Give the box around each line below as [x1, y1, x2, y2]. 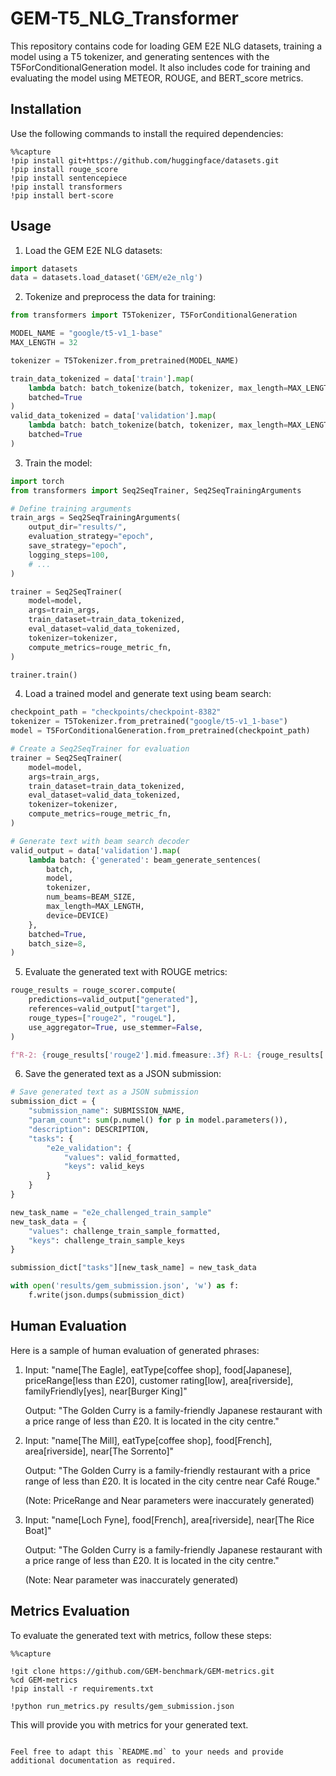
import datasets [10, 263, 78, 274]
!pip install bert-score [10, 190, 114, 201]
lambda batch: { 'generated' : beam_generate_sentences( [28, 855, 262, 865]
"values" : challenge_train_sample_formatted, [28, 1226, 222, 1236]
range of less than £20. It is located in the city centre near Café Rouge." [24, 1475, 321, 1487]
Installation [10, 101, 82, 118]
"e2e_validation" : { [46, 1143, 132, 1153]
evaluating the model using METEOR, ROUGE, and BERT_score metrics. [10, 72, 304, 84]
